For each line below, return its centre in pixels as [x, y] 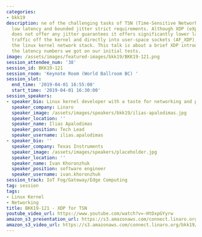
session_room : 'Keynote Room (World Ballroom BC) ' [72, 74]
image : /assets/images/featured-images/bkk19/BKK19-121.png [83, 57]
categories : [21, 12]
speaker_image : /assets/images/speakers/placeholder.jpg [84, 152]
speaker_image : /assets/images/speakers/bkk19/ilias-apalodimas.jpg [99, 113]
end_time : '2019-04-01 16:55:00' [54, 85]
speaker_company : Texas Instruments [57, 146]
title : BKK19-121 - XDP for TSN [47, 208]
